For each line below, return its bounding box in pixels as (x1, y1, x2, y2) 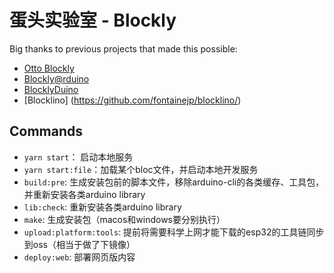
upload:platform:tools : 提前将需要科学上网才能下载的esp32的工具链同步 (23, 226, 325, 238)
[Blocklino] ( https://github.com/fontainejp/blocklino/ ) (23, 94, 242, 106)
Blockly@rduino (23, 72, 90, 85)
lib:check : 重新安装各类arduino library (23, 201, 182, 213)
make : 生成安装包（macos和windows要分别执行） (23, 213, 226, 225)
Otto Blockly (23, 62, 75, 74)
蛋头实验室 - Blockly (9, 9, 177, 32)
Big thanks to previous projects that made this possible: (9, 42, 238, 55)
